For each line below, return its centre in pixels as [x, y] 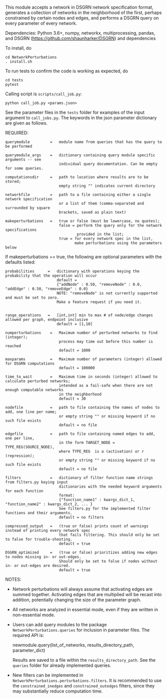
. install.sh [19, 62]
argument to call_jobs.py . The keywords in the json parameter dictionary [81, 118]
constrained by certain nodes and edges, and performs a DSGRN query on [82, 18]
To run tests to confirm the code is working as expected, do [67, 71]
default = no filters [81, 517]
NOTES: [13, 579]
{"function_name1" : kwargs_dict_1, [97, 500]
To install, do [18, 48]
